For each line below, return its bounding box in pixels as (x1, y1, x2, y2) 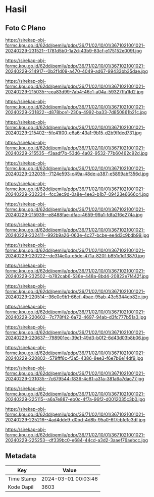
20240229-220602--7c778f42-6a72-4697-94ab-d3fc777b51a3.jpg (5, 314, 146, 320)
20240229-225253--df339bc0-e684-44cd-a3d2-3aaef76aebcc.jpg (5, 437, 148, 443)
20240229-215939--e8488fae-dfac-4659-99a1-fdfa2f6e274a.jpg (5, 212, 143, 217)
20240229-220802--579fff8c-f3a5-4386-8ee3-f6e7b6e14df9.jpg (5, 355, 143, 361)
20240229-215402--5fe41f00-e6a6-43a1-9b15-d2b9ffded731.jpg (5, 130, 142, 136)
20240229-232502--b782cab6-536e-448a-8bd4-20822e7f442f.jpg (5, 273, 149, 279)
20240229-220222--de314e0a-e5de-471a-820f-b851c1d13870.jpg (5, 253, 145, 258)
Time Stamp (8, 475, 37, 482)
